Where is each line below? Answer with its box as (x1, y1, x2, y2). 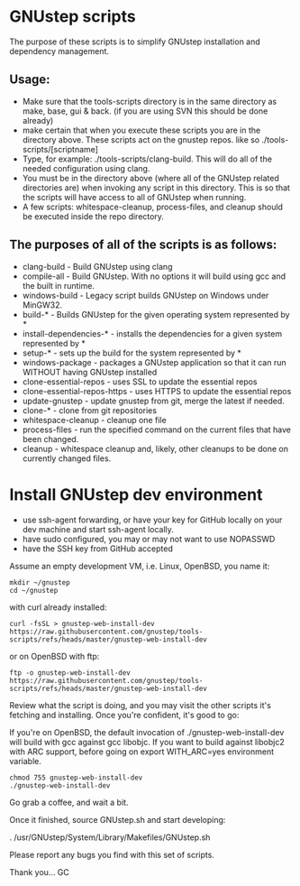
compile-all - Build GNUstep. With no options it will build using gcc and (22, 271, 286, 281)
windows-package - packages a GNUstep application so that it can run (22, 356, 286, 367)
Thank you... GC (9, 866, 70, 877)
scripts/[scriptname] (22, 143, 99, 154)
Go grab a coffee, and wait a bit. (9, 797, 129, 808)
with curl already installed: (9, 602, 107, 613)
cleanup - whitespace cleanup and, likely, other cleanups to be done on (22, 443, 288, 454)
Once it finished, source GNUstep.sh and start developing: (9, 814, 226, 825)
